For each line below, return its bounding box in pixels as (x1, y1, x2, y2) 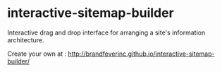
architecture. (7, 35, 44, 44)
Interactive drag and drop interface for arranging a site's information (7, 28, 206, 37)
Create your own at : (7, 49, 67, 58)
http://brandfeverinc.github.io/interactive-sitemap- (68, 49, 215, 58)
